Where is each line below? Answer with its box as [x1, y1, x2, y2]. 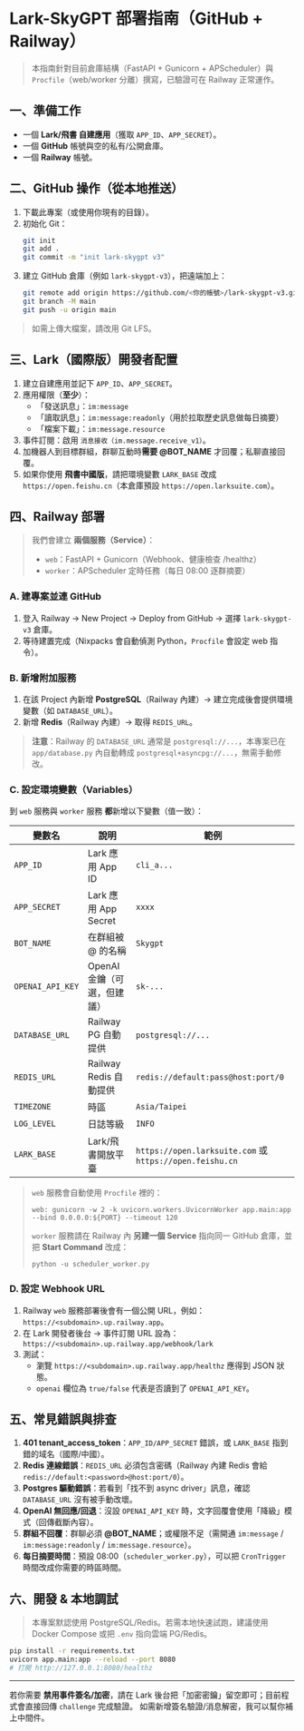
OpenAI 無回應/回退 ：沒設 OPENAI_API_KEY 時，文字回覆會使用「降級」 [22, 1505, 285, 1516]
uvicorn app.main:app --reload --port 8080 [9, 1655, 176, 1665]
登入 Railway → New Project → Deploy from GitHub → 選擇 [22, 612, 242, 623]
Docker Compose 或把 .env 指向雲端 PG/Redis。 [31, 1628, 213, 1639]
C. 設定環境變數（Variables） [9, 783, 138, 796]
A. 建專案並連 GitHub [9, 591, 102, 603]
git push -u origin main [22, 305, 117, 314]
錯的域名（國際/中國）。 [22, 1449, 109, 1460]
